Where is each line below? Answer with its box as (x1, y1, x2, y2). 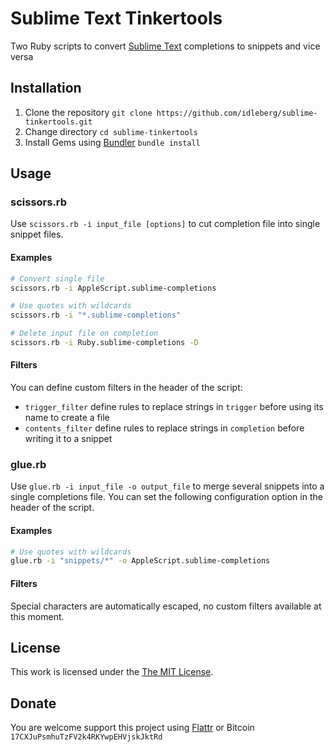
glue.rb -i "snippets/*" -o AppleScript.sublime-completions (10, 556, 271, 566)
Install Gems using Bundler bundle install (24, 136, 201, 148)
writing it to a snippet (24, 433, 113, 445)
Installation (10, 80, 82, 97)
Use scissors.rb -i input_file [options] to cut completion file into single (10, 218, 321, 230)
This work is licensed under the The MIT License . (10, 666, 214, 678)
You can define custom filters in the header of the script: (10, 382, 243, 394)
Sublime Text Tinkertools (10, 7, 223, 30)
